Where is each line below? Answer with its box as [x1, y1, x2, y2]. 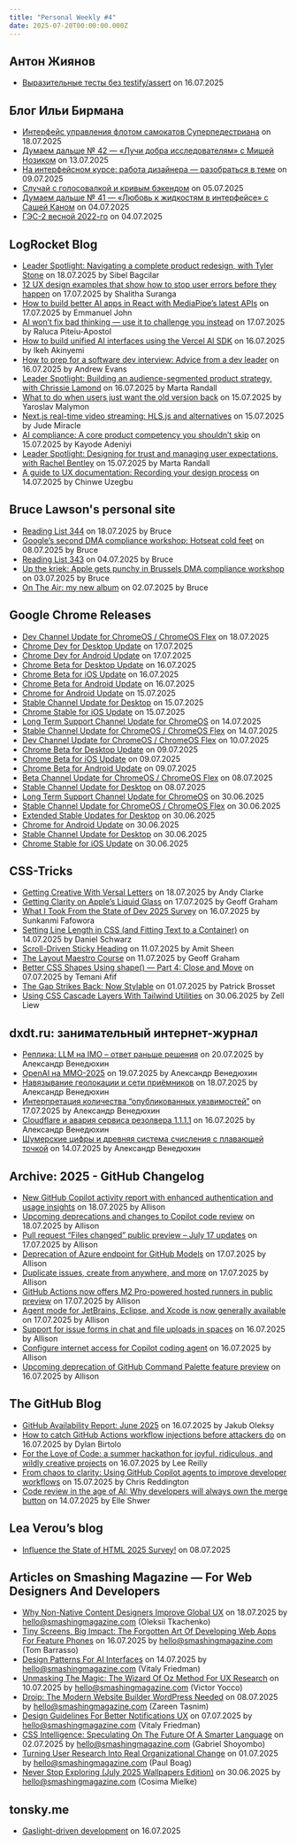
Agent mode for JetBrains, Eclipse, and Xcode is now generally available [21, 1305, 286, 1315]
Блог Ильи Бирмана [9, 103, 125, 118]
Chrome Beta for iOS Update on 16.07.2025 [21, 669, 179, 680]
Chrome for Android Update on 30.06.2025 [21, 819, 179, 830]
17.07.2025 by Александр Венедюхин [21, 1105, 161, 1116]
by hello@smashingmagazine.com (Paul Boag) [21, 1757, 192, 1768]
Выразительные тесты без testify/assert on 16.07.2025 [21, 77, 224, 88]
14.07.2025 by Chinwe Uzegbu [21, 476, 133, 487]
